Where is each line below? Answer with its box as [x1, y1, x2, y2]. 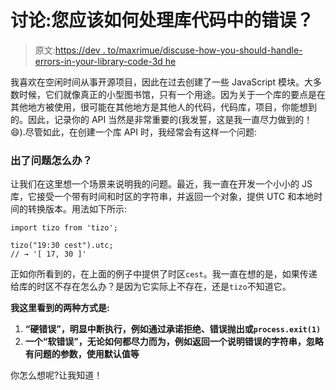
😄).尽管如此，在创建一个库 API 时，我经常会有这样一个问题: [10, 126, 258, 138]
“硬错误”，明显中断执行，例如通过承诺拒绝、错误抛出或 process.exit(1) [24, 323, 322, 335]
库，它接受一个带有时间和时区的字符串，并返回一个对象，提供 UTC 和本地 [10, 191, 315, 203]
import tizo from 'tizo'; [10, 223, 118, 233]
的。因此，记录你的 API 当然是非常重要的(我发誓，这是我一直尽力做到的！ [10, 113, 313, 125]
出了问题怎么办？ [10, 153, 93, 167]
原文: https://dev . [34, 44, 106, 56]
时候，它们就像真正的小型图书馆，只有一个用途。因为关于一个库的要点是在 [18, 88, 326, 100]
